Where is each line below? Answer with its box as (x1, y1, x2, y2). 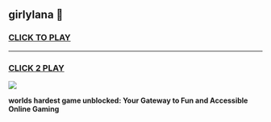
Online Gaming (8, 104, 60, 113)
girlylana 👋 (8, 8, 64, 22)
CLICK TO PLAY (8, 32, 71, 43)
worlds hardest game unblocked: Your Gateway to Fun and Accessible (8, 96, 248, 105)
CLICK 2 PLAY (8, 62, 65, 73)
